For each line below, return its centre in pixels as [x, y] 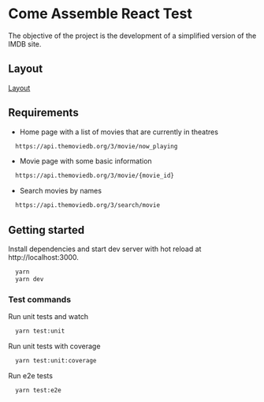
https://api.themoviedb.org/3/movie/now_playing [97, 146]
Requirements [43, 113]
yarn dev [30, 279]
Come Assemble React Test [100, 14]
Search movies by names [61, 191]
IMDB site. [25, 43]
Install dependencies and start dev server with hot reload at [105, 249]
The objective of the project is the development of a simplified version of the [132, 36]
